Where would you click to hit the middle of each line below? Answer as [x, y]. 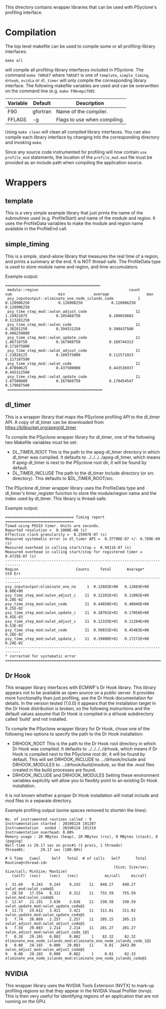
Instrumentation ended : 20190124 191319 [51, 828]
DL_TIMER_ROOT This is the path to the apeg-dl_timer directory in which [86, 452]
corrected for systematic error [43, 656]
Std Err [13, 573]
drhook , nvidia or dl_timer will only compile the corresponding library [76, 80]
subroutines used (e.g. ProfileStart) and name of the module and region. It [80, 218]
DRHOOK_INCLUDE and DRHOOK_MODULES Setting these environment [86, 775]
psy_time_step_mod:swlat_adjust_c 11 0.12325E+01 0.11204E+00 [77, 621]
